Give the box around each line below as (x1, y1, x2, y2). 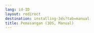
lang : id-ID (5, 7, 30, 12)
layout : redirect (5, 12, 41, 16)
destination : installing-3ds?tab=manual (5, 16, 90, 21)
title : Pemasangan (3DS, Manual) (5, 20, 74, 26)
